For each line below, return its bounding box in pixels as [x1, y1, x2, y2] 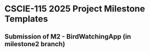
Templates [4, 13, 48, 24]
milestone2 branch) [4, 40, 66, 48]
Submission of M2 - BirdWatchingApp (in [4, 32, 132, 41]
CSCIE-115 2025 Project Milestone [4, 3, 145, 14]
